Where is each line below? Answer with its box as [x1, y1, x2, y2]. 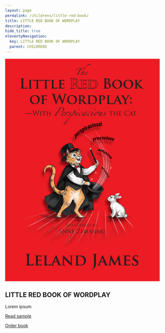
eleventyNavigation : [5, 34, 48, 39]
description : [5, 24, 32, 28]
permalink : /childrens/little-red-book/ [5, 13, 89, 18]
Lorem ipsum [5, 304, 32, 309]
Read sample [5, 313, 32, 319]
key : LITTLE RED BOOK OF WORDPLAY [9, 39, 80, 44]
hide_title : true [5, 28, 41, 34]
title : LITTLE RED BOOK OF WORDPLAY [5, 18, 80, 23]
